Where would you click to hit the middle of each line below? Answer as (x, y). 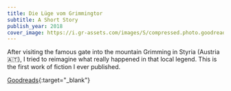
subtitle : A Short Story (43, 20)
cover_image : (26, 32)
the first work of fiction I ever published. (64, 67)
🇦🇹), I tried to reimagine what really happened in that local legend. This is (112, 60)
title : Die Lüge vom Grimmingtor (55, 13)
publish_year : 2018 (35, 26)
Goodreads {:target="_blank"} (49, 80)
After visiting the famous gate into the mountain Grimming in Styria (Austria (113, 52)
